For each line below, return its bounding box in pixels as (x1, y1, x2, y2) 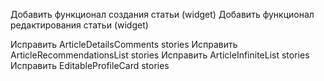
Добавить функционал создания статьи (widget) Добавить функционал (10, 9, 315, 20)
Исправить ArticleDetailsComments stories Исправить (10, 39, 238, 50)
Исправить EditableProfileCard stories (10, 60, 170, 71)
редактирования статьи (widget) (10, 19, 149, 31)
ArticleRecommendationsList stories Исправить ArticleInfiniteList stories (10, 49, 310, 61)
